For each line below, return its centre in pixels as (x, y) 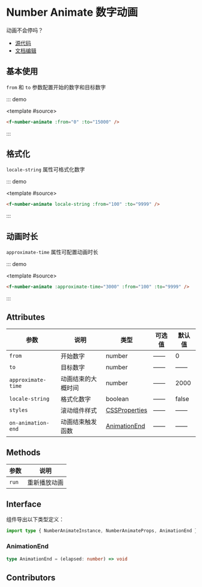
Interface (24, 504)
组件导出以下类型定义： (35, 519)
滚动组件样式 (79, 410)
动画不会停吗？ (25, 30)
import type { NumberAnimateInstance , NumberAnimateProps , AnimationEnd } (102, 531)
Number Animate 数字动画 (72, 12)
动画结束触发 (79, 422)
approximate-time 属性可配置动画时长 (52, 252)
